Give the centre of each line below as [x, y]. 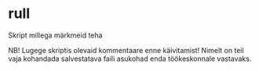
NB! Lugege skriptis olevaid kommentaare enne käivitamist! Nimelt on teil [126, 50]
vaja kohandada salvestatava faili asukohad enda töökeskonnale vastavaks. [130, 59]
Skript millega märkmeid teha [55, 35]
